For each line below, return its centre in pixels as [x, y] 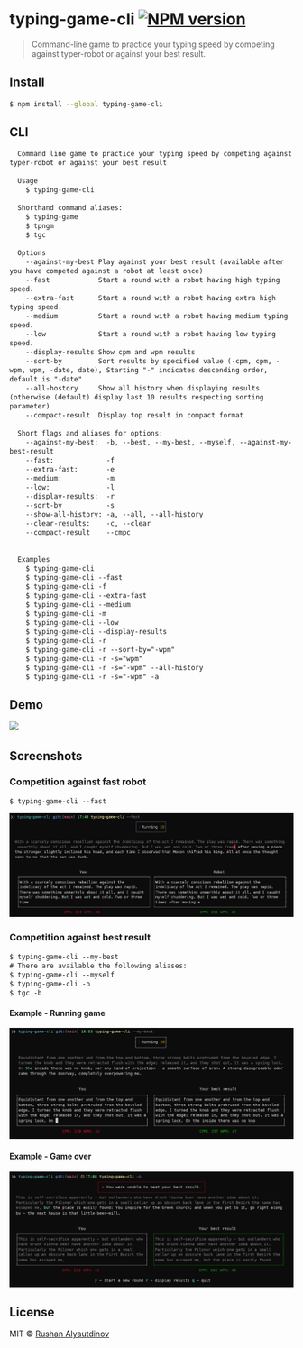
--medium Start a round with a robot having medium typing [157, 316]
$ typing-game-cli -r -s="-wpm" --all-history [115, 668]
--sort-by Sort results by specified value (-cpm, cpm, [149, 362]
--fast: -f [70, 461]
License [32, 1312]
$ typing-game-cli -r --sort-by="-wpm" [101, 650]
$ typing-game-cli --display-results [96, 632]
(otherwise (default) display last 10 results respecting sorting [137, 398]
